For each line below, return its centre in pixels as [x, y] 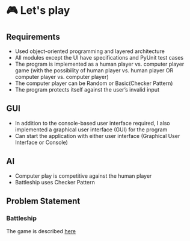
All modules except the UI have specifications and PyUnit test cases [99, 58]
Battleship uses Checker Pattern [55, 182]
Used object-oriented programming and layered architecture [90, 51]
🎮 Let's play [38, 11]
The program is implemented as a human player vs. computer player [100, 64]
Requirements [33, 36]
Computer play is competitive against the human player [83, 176]
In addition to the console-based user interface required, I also [92, 123]
